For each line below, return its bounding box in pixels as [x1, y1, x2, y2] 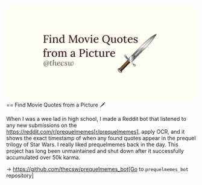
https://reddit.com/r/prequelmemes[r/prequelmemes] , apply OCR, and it [6, 128, 185, 135]
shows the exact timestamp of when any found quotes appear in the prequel [6, 135, 196, 141]
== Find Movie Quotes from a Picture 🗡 [6, 102, 106, 108]
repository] [6, 172, 34, 179]
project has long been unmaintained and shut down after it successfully [6, 148, 184, 154]
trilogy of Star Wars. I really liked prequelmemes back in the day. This [6, 141, 179, 148]
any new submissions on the [6, 122, 77, 129]
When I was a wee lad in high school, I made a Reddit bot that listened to [6, 115, 187, 122]
